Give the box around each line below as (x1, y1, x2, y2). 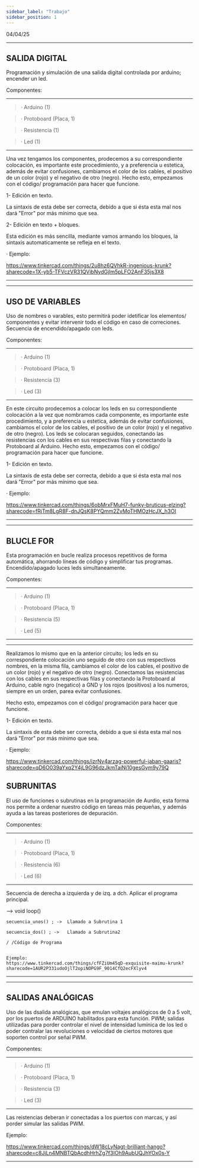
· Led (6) (20, 872, 42, 879)
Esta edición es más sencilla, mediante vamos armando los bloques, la (6, 232, 178, 240)
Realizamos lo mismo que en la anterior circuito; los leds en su (6, 650, 159, 657)
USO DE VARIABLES (6, 296, 81, 307)
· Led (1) (20, 138, 41, 145)
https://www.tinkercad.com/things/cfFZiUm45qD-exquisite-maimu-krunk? (6, 960, 184, 966)
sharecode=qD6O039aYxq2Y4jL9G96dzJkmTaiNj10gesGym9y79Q (6, 764, 169, 771)
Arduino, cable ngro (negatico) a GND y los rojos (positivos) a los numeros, (6, 681, 190, 688)
